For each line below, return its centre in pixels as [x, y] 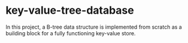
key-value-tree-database [70, 10]
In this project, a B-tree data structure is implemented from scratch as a [94, 27]
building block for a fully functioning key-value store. [71, 33]
